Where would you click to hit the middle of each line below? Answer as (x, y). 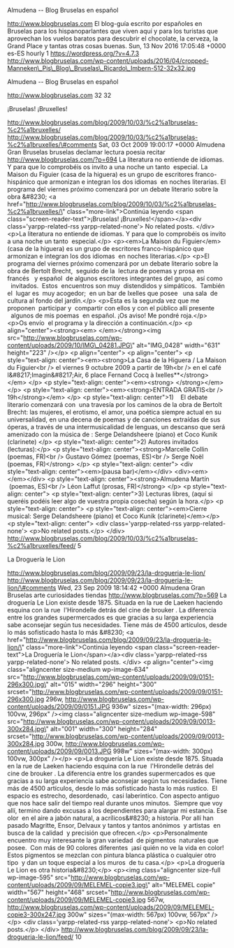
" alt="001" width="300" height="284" (102, 729)
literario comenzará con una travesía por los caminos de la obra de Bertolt (115, 404)
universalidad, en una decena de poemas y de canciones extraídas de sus (114, 419)
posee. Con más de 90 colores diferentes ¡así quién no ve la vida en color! (116, 848)
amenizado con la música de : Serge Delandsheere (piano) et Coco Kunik (112, 434)
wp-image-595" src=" (39, 877)
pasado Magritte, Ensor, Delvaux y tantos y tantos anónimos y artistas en (114, 825)
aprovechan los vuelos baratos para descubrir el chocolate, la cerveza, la (113, 38)
